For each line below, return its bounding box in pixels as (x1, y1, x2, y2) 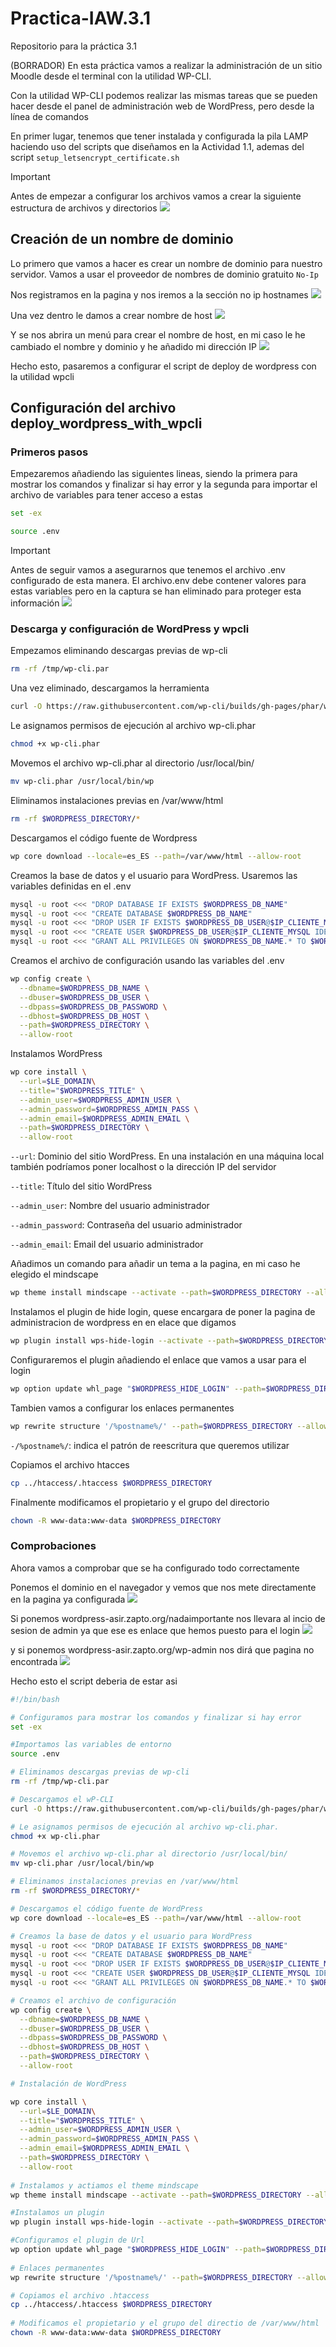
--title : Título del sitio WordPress (10, 1180, 153, 1192)
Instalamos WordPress (10, 1048, 103, 1060)
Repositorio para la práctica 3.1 (10, 40, 137, 52)
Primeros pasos (10, 445, 89, 459)
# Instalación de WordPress (10, 2078, 128, 2089)
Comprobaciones (10, 1539, 97, 1553)
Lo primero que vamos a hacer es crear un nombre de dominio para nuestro (10, 257, 323, 269)
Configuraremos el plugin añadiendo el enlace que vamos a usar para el (10, 1353, 307, 1366)
